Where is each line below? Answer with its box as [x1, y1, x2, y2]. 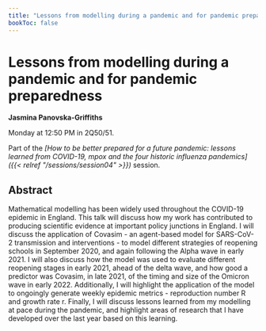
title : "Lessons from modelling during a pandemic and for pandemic [8, 11, 239, 20]
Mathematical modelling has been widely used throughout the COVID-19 [8, 204, 244, 214]
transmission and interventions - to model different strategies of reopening [14, 238, 258, 248]
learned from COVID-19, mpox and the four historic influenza [8, 152, 207, 162]
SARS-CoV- [215, 230, 255, 239]
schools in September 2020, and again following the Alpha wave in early [8, 246, 244, 256]
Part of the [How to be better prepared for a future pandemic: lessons [8, 143, 236, 153]
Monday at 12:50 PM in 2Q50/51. [8, 128, 115, 138]
